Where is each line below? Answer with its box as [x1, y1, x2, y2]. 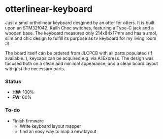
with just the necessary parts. [5, 65, 65, 72]
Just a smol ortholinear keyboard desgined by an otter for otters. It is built [5, 20, 155, 26]
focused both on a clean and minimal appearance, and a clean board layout [5, 60, 159, 66]
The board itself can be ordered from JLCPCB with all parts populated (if [5, 50, 153, 56]
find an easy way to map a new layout [19, 128, 97, 134]
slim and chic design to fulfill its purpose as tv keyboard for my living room [5, 35, 157, 41]
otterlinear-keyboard [5, 3, 93, 15]
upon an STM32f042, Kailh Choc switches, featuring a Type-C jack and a [5, 25, 154, 30]
